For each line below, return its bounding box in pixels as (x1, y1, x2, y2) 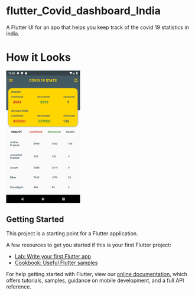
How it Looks (6, 51, 71, 64)
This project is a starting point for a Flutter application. (6, 230, 138, 237)
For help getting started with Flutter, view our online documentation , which (6, 271, 188, 278)
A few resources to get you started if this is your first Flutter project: (6, 241, 171, 249)
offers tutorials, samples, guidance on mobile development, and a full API (6, 277, 184, 284)
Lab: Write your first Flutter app (14, 253, 92, 260)
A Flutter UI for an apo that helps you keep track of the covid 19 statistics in (6, 24, 189, 31)
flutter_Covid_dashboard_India (6, 4, 161, 18)
